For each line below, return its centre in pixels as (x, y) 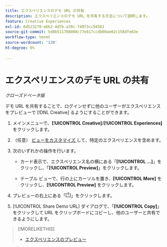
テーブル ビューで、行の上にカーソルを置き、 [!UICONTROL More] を (91, 178)
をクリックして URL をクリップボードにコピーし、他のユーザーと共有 (84, 212)
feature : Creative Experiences (38, 21)
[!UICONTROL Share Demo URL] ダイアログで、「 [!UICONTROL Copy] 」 (87, 206)
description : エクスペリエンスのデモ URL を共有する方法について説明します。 (77, 16)
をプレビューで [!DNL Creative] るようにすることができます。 (68, 112)
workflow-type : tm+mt (28, 37)
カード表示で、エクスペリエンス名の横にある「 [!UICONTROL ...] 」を (91, 161)
